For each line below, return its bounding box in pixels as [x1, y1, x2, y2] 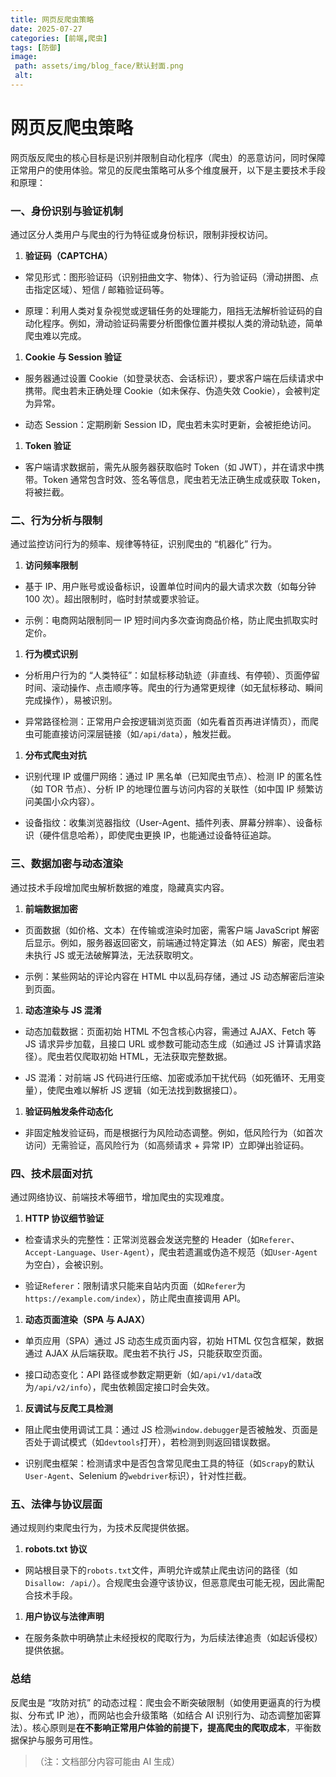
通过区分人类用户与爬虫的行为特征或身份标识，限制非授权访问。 [10, 229, 273, 241]
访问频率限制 [24, 559, 78, 571]
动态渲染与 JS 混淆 [24, 1004, 102, 1016]
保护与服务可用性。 [18, 1734, 98, 1746]
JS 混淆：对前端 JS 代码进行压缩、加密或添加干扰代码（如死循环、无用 [24, 1071, 317, 1083]
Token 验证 [24, 440, 72, 452]
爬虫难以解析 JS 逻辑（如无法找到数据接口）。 [55, 1084, 243, 1096]
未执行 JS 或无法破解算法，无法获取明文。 [24, 949, 199, 961]
